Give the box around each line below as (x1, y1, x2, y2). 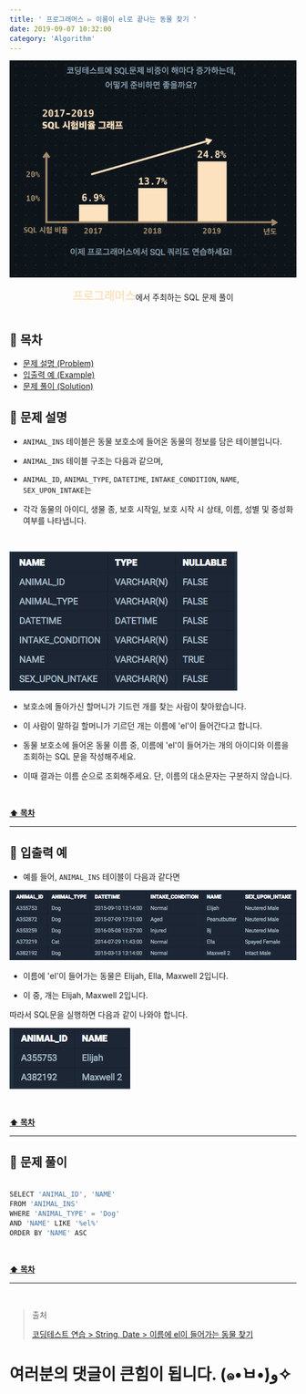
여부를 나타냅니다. (22, 515, 87, 526)
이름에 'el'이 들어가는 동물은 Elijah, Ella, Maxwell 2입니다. (22, 970, 229, 981)
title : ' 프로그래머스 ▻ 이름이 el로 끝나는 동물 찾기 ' (9, 15, 198, 24)
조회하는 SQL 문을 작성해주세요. (22, 750, 137, 761)
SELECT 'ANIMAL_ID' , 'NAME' (9, 1190, 117, 1199)
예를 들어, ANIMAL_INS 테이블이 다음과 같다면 (22, 871, 180, 882)
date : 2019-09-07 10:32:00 (9, 24, 112, 34)
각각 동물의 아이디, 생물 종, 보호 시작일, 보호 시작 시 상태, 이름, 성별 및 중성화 (22, 503, 294, 514)
